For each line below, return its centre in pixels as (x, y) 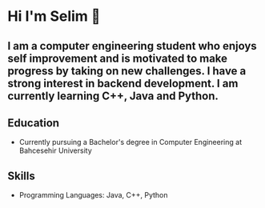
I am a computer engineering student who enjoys (132, 46)
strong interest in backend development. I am (123, 83)
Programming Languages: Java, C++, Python (94, 195)
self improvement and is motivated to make (118, 58)
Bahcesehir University (56, 150)
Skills (21, 176)
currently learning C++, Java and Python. (113, 96)
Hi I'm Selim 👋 (54, 16)
